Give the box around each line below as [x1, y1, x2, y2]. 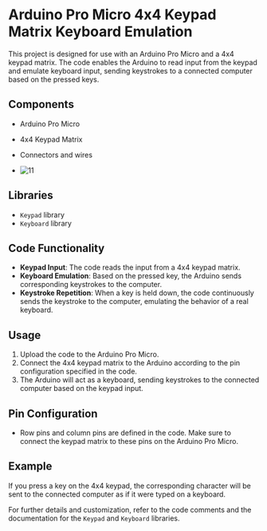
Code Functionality [8, 242, 105, 255]
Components [8, 98, 74, 111]
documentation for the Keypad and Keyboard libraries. [8, 513, 180, 523]
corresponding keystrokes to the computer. [19, 280, 162, 289]
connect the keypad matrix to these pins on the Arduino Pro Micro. [19, 437, 239, 445]
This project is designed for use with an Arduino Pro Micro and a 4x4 [8, 49, 235, 58]
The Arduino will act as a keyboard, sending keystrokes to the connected [19, 375, 260, 385]
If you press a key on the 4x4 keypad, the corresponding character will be [8, 481, 251, 490]
